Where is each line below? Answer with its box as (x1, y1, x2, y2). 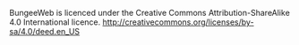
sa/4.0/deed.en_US (9, 26, 81, 36)
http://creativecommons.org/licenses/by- (102, 17, 254, 27)
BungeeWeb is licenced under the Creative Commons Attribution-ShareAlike (9, 8, 291, 18)
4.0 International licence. (9, 17, 101, 27)
